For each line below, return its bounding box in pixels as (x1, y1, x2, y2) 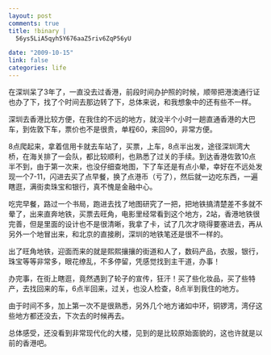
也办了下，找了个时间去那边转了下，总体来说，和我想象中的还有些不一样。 (8, 97, 256, 106)
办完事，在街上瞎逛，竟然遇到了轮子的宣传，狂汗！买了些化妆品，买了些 (8, 274, 248, 283)
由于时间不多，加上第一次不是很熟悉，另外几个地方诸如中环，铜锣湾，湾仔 (8, 300, 256, 311)
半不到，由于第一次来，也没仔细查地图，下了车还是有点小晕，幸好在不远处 (8, 161, 256, 171)
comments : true (8, 19, 60, 27)
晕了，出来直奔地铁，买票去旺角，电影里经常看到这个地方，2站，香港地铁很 (8, 209, 261, 219)
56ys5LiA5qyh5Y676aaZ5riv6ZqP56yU (15, 34, 131, 43)
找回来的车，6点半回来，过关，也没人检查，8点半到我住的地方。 (29, 283, 244, 293)
